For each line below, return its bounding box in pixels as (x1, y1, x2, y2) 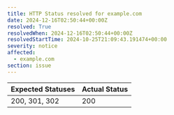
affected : (7, 49, 36, 56)
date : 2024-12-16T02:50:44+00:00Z (7, 17, 108, 24)
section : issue (7, 62, 52, 69)
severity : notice (7, 43, 58, 49)
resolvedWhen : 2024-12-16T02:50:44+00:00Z (7, 29, 133, 37)
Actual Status (81, 84, 128, 94)
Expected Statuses (10, 84, 75, 94)
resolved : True (7, 23, 52, 30)
